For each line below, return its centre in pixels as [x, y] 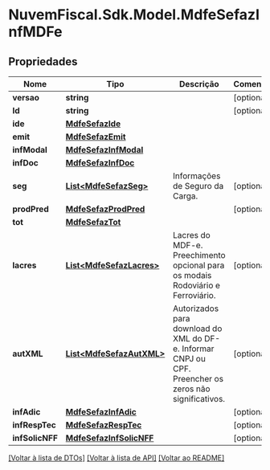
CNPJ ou [189, 359]
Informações [196, 176]
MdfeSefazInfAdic [101, 412]
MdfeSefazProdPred [105, 209]
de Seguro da [198, 186]
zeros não [191, 389]
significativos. [199, 399]
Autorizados [196, 309]
